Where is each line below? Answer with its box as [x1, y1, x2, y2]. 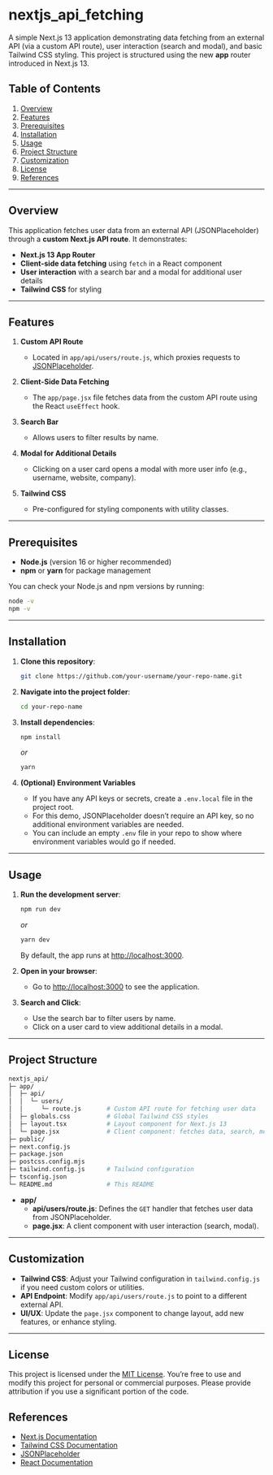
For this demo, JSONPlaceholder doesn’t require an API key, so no [32, 811, 254, 821]
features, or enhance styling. [19, 1317, 117, 1326]
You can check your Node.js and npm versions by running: [8, 582, 205, 591]
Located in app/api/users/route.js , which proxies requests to [32, 353, 240, 362]
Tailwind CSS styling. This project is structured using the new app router [8, 50, 251, 59]
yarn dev [19, 936, 50, 944]
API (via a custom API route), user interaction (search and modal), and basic [8, 41, 262, 50]
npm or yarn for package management [19, 566, 152, 576]
